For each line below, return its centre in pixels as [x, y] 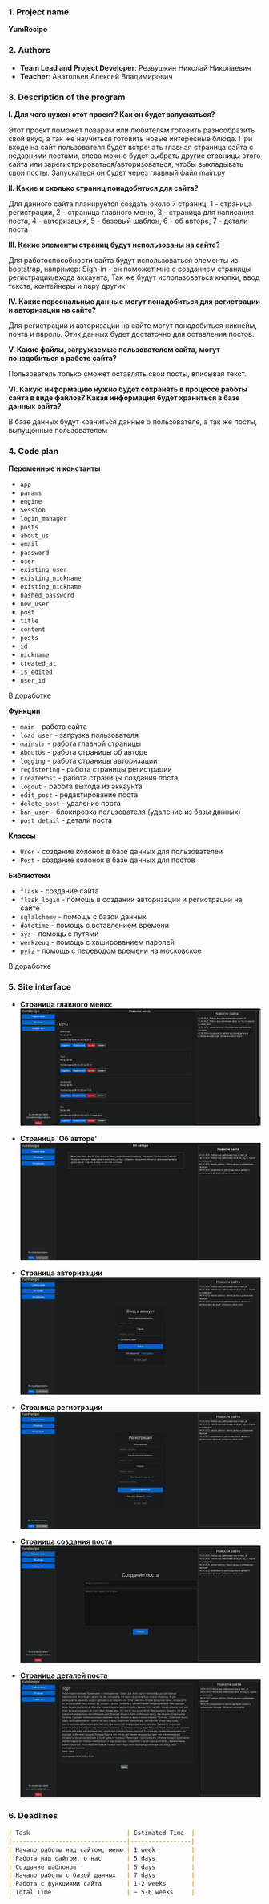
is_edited [36, 672]
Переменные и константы [54, 468]
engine [31, 502]
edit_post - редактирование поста [79, 795]
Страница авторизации [61, 1273]
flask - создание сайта [59, 891]
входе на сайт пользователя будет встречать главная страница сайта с [131, 147]
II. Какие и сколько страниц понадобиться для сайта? [103, 188]
